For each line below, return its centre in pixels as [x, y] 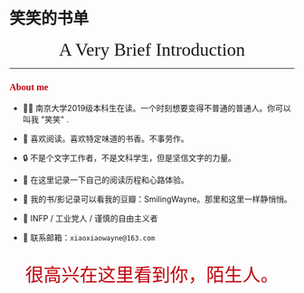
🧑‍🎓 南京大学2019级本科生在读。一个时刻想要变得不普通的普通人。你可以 [157, 109]
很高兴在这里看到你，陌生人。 [152, 275]
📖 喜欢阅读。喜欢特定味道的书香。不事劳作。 [105, 139]
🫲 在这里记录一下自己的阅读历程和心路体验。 [105, 180]
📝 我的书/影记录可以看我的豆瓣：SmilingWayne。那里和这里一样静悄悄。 [157, 199]
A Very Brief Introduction [152, 49]
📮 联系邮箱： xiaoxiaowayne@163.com [89, 238]
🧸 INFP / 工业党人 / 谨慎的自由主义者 [90, 219]
